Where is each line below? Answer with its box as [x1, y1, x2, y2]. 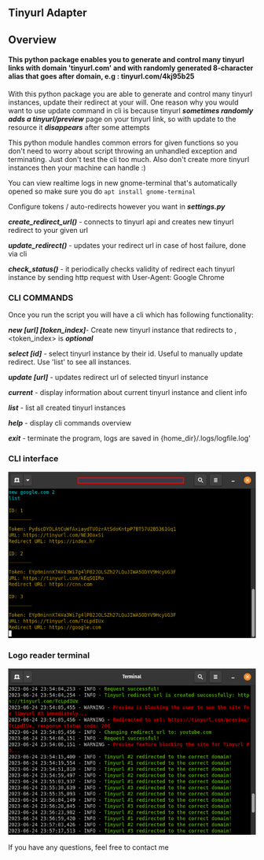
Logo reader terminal [8, 650, 90, 661]
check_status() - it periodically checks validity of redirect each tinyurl [8, 264, 236, 274]
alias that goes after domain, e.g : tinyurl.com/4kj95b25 [8, 72, 195, 81]
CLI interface [8, 453, 59, 464]
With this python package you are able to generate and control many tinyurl [8, 89, 253, 98]
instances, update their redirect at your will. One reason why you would [8, 98, 239, 107]
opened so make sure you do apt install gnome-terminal [8, 186, 196, 196]
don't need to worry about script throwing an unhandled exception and [8, 146, 237, 156]
